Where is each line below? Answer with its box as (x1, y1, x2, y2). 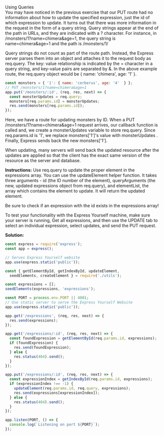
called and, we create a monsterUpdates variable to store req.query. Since (5, 127, 156, 133)
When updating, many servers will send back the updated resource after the (5, 147, 160, 153)
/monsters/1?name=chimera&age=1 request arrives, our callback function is (5, 122, 158, 128)
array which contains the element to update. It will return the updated (5, 188, 145, 194)
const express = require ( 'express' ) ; (5, 242, 82, 247)
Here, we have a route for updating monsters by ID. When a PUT (5, 117, 135, 123)
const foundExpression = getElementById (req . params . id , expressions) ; (9, 336, 157, 341)
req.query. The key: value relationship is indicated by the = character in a (5, 61, 153, 66)
